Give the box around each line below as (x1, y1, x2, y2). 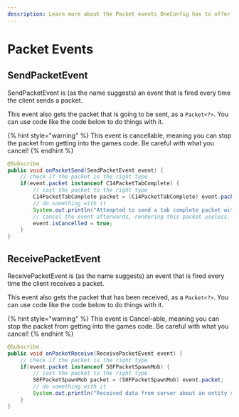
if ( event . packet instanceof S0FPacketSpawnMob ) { (20, 363, 171, 371)
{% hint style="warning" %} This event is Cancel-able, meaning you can (7, 314, 219, 323)
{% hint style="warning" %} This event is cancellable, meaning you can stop (7, 131, 232, 140)
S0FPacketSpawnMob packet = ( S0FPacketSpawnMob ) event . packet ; (33, 376, 224, 383)
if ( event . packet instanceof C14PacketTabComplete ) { (20, 180, 180, 187)
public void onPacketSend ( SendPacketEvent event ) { (7, 167, 164, 174)
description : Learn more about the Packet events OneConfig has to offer (7, 10, 231, 18)
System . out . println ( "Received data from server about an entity (33, 390, 228, 397)
